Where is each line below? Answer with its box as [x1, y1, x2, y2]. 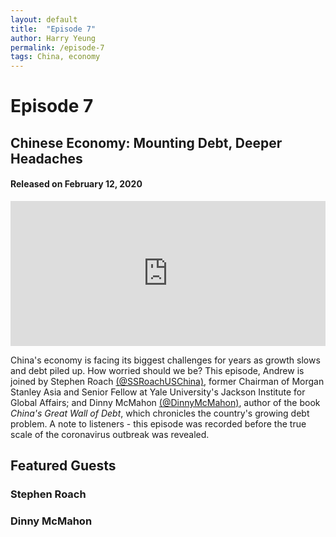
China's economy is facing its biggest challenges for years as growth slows [10, 354, 321, 366]
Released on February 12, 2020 [10, 178, 143, 190]
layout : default [10, 14, 78, 25]
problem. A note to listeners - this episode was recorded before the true [10, 417, 307, 430]
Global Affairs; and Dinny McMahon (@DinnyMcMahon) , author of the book [10, 396, 321, 408]
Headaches [10, 150, 83, 167]
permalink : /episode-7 [10, 42, 105, 53]
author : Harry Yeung [10, 33, 97, 43]
